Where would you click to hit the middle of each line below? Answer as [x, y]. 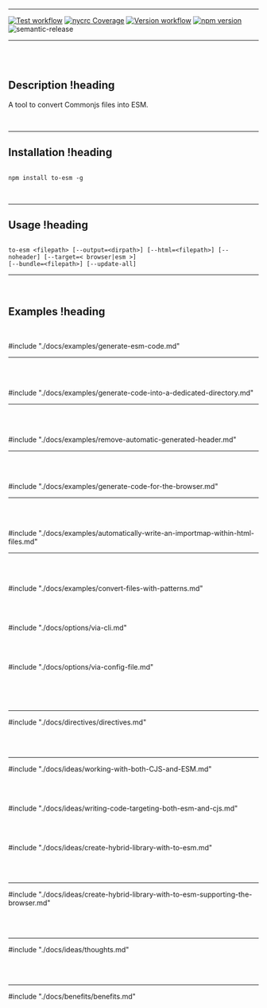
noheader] [25, 257]
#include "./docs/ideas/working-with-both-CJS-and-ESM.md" [110, 769]
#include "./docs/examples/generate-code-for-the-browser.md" [113, 486]
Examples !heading [57, 311]
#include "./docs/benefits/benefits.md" [72, 997]
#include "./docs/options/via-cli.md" [68, 628]
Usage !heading [48, 225]
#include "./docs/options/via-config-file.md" [81, 667]
